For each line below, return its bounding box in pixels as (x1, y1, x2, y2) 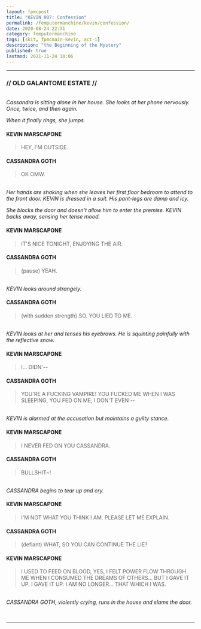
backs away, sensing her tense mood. (6, 213, 100, 220)
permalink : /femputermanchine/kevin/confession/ (6, 20, 130, 26)
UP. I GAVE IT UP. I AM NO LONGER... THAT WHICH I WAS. (20, 580, 166, 588)
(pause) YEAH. (20, 267, 58, 274)
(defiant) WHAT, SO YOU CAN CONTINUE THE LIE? (20, 541, 148, 548)
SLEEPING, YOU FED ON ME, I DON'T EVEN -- (20, 397, 136, 404)
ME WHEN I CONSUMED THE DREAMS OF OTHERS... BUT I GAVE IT (20, 574, 190, 582)
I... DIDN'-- (20, 364, 48, 371)
